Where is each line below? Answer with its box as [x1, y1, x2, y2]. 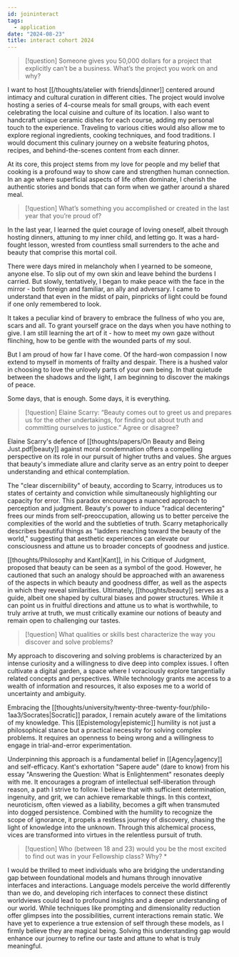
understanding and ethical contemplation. [7, 468, 130, 476]
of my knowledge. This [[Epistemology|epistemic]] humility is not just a [7, 718, 216, 727]
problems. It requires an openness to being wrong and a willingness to [7, 734, 214, 742]
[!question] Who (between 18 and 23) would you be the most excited [24, 844, 227, 853]
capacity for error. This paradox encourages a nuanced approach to [7, 496, 208, 505]
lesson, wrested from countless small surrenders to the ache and [28, 240, 220, 250]
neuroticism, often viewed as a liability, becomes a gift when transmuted [7, 800, 220, 809]
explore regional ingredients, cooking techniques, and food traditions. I [7, 131, 215, 140]
